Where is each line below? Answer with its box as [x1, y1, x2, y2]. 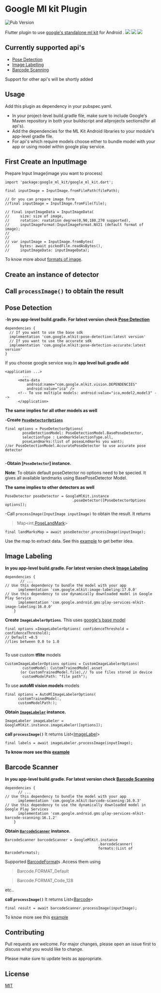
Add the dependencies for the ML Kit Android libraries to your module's [12, 128, 155, 134]
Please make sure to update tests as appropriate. [5, 956, 103, 961]
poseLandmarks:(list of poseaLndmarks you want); [22, 439, 124, 444]
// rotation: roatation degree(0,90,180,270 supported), [5, 218, 131, 223]
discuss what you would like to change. [5, 946, 84, 952]
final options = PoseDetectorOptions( [5, 426, 83, 431]
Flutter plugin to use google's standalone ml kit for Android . [5, 29, 125, 35]
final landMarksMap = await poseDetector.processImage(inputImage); [5, 530, 146, 534]
